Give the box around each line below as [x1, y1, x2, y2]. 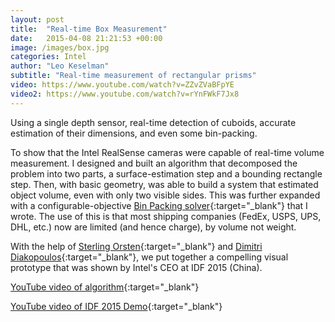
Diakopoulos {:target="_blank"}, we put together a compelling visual [10, 251, 289, 263]
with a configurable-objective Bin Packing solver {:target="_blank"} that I [10, 199, 308, 211]
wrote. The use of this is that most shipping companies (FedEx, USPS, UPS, [10, 210, 322, 222]
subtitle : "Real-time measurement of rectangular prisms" [10, 71, 257, 81]
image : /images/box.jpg [10, 42, 110, 53]
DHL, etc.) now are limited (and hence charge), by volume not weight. [10, 221, 297, 233]
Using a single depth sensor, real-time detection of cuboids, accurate [10, 116, 297, 128]
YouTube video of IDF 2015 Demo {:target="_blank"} [10, 300, 223, 312]
